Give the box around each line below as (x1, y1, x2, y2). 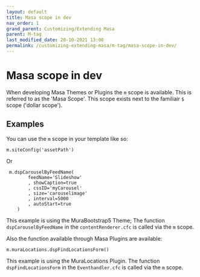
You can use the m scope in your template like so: (6, 135, 128, 142)
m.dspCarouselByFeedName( (8, 169, 74, 175)
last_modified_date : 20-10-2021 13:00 (6, 37, 104, 43)
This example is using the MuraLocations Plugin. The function (6, 257, 160, 264)
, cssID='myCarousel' (28, 185, 83, 191)
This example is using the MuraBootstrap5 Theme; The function (6, 217, 165, 224)
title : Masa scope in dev (6, 15, 71, 21)
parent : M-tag (6, 31, 42, 37)
